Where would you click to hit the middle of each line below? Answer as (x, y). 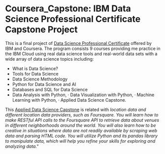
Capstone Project (41, 30)
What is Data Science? (35, 68)
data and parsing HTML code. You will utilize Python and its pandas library (82, 136)
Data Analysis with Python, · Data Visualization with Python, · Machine (83, 95)
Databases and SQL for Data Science (50, 89)
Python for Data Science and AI (44, 84)
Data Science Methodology (40, 79)
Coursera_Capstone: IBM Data (68, 9)
